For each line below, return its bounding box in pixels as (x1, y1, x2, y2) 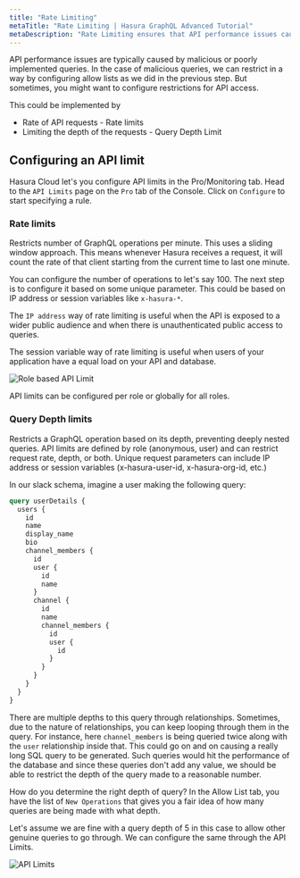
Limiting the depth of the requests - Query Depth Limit (21, 127, 222, 138)
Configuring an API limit (9, 153, 146, 168)
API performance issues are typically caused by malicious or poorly (9, 54, 258, 65)
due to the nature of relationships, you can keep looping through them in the (9, 721, 290, 732)
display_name (25, 530, 74, 539)
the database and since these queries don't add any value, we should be (9, 759, 277, 770)
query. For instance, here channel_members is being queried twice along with (9, 731, 287, 741)
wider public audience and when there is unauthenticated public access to (9, 320, 283, 330)
